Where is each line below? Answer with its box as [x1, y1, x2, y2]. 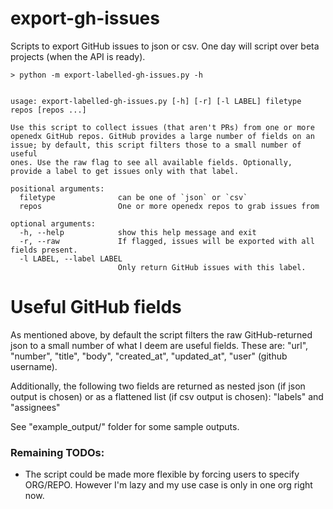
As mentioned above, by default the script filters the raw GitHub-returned [10, 328, 313, 341]
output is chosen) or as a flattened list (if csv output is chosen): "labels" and [10, 390, 324, 402]
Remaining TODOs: [10, 445, 105, 459]
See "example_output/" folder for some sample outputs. [10, 420, 240, 432]
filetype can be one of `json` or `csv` [19, 192, 248, 202]
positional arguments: [10, 183, 105, 194]
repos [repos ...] [10, 105, 87, 115]
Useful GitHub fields [10, 296, 182, 319]
